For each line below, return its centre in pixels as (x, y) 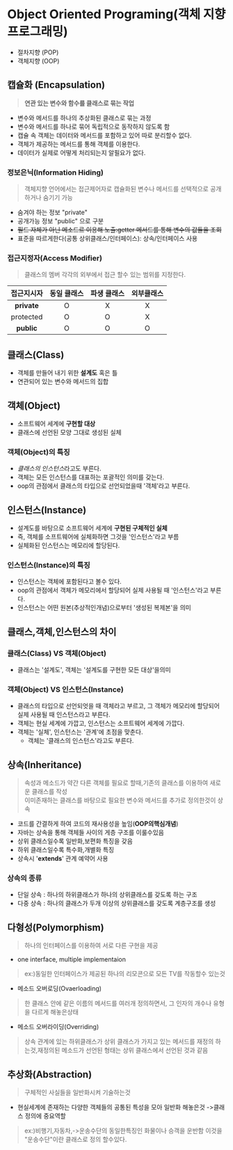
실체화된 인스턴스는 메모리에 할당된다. (69, 545)
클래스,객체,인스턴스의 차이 (62, 631)
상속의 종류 (25, 879)
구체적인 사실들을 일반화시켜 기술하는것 (77, 1092)
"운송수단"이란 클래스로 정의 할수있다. (75, 1140)
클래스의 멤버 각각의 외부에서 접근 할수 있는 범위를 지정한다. (105, 275)
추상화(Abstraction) (50, 1075)
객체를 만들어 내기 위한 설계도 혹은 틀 (67, 373)
